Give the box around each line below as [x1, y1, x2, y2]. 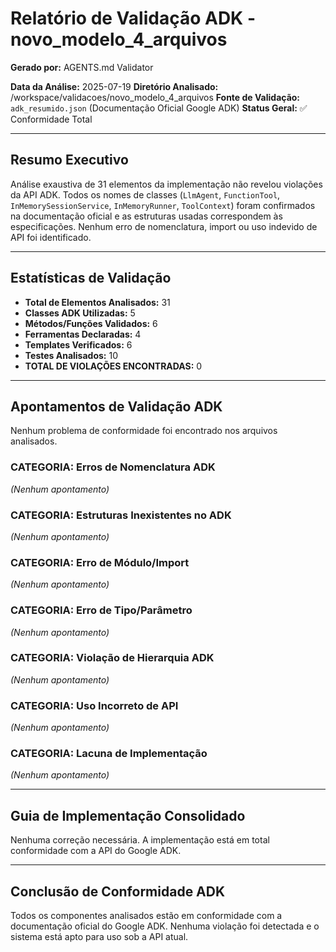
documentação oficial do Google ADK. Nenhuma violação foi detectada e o [10, 920, 320, 932]
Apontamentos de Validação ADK [10, 398, 223, 415]
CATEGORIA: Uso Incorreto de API [10, 698, 179, 712]
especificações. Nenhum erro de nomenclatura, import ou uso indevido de [10, 220, 318, 232]
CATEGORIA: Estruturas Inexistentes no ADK [10, 508, 232, 522]
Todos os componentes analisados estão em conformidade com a [10, 910, 283, 922]
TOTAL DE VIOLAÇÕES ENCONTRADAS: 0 [24, 360, 203, 372]
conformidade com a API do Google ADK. [10, 845, 182, 857]
